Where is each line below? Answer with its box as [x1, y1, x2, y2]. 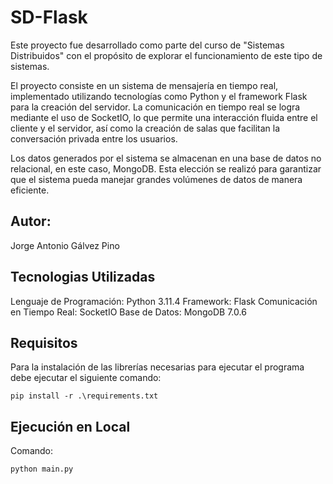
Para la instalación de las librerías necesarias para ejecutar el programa [10, 361, 305, 373]
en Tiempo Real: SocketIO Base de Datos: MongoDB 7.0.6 [10, 306, 247, 318]
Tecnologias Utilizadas [10, 269, 156, 286]
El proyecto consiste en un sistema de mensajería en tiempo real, [10, 79, 279, 91]
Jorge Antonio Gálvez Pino [10, 239, 120, 251]
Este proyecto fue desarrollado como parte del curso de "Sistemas [10, 39, 285, 51]
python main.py [10, 464, 74, 475]
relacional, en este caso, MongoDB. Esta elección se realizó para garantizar [10, 162, 322, 175]
